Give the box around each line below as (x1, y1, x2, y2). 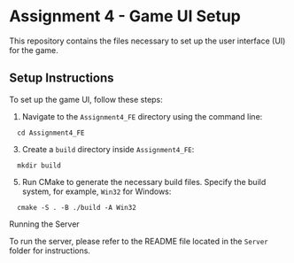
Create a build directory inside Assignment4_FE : (21, 143, 195, 154)
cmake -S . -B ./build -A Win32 (17, 203, 137, 212)
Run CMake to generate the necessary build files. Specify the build (21, 176, 267, 187)
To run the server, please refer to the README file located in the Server (9, 236, 268, 246)
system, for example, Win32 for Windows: (21, 186, 172, 197)
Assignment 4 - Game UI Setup (9, 6, 241, 27)
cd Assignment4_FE (17, 128, 86, 137)
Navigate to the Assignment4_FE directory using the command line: (21, 111, 263, 121)
